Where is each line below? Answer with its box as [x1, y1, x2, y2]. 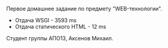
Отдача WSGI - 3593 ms [14, 17, 77, 23]
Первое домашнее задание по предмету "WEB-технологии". [6, 5, 163, 12]
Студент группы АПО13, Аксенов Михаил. [6, 35, 113, 41]
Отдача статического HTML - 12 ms [14, 23, 107, 30]
